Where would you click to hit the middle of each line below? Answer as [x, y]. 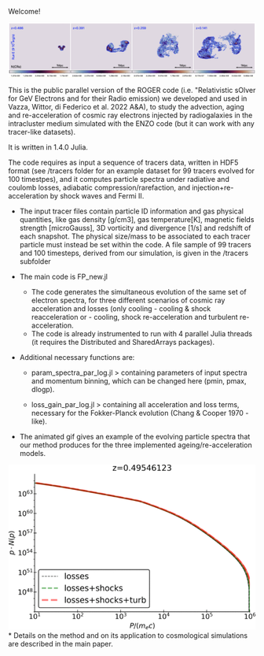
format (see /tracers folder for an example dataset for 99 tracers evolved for [132, 170]
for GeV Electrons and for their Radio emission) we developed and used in [128, 98]
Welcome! [24, 11]
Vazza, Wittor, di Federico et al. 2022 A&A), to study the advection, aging [126, 106]
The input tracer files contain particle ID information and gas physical [131, 211]
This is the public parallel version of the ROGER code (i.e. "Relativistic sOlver [132, 90]
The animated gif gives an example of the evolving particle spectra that [135, 436]
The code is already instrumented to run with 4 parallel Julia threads [142, 333]
